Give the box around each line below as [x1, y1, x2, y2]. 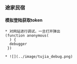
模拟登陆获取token [5, 17, 43, 23]
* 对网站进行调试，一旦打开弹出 [5, 29, 60, 34]
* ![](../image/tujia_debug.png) [5, 54, 73, 59]
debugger [9, 42, 27, 47]
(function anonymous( [5, 33, 49, 38]
